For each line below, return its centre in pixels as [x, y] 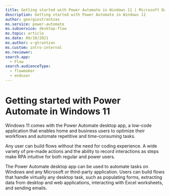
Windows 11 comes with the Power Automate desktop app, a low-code [78, 125]
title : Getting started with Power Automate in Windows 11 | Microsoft [82, 10]
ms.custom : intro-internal [34, 47]
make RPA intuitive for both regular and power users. [60, 157]
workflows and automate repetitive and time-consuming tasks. [70, 136]
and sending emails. [26, 188]
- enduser [20, 76]
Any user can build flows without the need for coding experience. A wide [81, 146]
